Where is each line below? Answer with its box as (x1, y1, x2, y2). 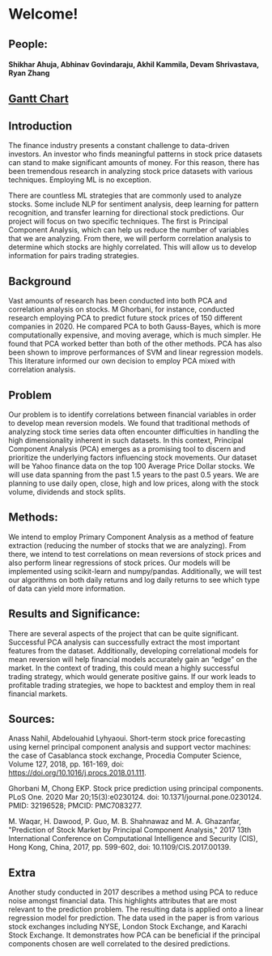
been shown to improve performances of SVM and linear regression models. (8, 347, 263, 357)
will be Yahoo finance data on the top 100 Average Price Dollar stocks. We (8, 461, 255, 470)
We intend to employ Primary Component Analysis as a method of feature (8, 532, 254, 542)
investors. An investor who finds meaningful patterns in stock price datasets (8, 149, 263, 159)
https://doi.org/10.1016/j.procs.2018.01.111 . (8, 768, 147, 778)
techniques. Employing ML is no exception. (8, 175, 152, 185)
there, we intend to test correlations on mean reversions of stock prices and (8, 549, 261, 559)
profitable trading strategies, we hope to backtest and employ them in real (8, 680, 256, 690)
